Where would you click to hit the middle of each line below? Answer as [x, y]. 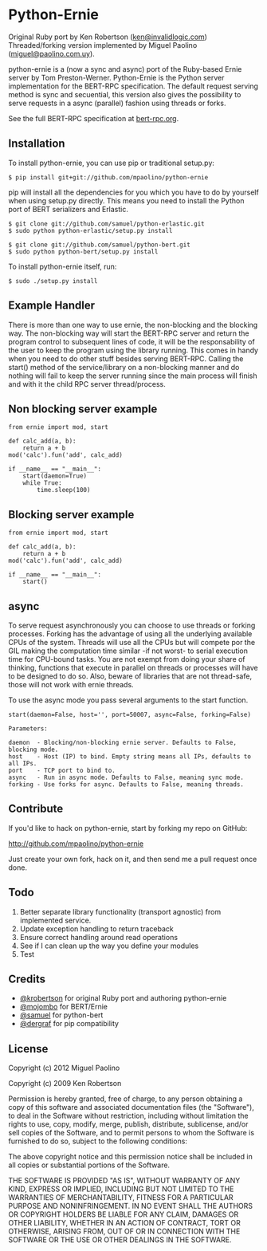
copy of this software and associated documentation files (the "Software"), [132, 1107]
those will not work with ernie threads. [71, 685]
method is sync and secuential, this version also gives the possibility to [125, 94]
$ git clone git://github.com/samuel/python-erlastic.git [106, 224]
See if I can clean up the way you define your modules [109, 946]
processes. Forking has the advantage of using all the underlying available [130, 634]
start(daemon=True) [55, 476]
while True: [42, 483]
